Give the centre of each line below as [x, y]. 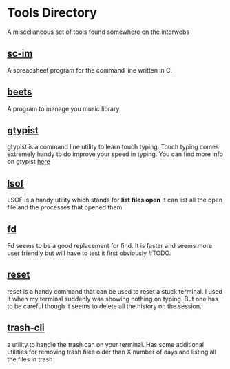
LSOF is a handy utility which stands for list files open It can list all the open [115, 200]
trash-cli [26, 328]
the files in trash [30, 359]
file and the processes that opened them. [65, 207]
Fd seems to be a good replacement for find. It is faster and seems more [109, 246]
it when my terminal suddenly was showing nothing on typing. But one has [113, 299]
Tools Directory [52, 13]
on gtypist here [29, 162]
